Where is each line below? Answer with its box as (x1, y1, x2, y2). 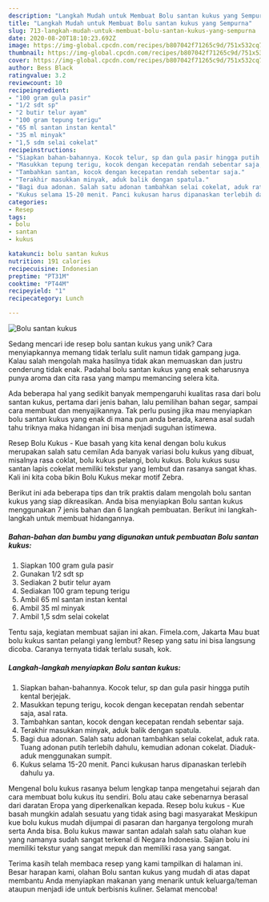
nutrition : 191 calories (8, 257, 91, 265)
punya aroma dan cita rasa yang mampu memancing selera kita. (8, 374, 220, 382)
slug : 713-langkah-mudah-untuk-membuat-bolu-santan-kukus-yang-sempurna (8, 26, 256, 34)
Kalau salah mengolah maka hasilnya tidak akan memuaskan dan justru (8, 356, 243, 366)
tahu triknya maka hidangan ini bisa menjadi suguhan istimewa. (8, 423, 217, 432)
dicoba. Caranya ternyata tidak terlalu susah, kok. (8, 644, 172, 653)
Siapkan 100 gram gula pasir (19, 560, 114, 570)
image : (8, 42, 30, 50)
